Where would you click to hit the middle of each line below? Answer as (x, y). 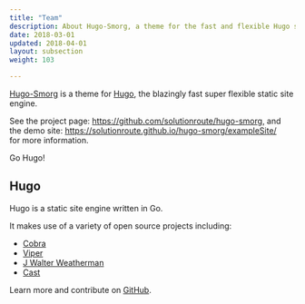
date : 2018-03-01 (42, 34)
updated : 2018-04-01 (49, 43)
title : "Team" (36, 18)
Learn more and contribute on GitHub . (80, 289)
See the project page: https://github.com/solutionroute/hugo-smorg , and (145, 121)
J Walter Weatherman (63, 262)
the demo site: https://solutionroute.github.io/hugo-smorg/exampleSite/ (143, 131)
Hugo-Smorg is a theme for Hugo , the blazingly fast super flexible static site (152, 93)
